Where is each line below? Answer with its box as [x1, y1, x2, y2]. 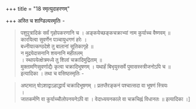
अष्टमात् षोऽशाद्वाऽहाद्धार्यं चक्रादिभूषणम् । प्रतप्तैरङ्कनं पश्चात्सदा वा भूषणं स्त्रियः [20, 82, 168, 89]
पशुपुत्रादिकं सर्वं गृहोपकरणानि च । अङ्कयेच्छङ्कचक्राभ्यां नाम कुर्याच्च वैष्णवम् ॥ [20, 30, 171, 36]
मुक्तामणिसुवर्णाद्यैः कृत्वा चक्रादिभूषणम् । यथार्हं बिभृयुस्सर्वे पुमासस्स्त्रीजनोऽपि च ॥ [20, 63, 171, 70]
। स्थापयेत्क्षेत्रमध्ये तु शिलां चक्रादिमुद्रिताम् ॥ [20, 57, 103, 63]
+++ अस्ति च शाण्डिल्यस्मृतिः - [5, 17, 65, 24]
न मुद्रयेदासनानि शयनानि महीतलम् [20, 49, 83, 57]
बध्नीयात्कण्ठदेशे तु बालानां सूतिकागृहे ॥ [20, 43, 94, 50]
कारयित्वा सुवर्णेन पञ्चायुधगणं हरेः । [20, 36, 87, 43]
